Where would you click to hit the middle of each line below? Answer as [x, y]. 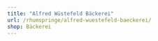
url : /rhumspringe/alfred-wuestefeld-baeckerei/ [79, 20]
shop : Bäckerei [29, 26]
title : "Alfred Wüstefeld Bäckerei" [60, 14]
